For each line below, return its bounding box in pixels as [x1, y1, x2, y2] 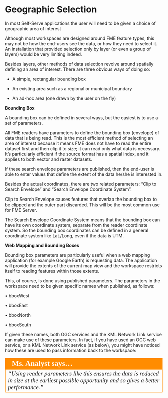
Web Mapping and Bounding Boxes [5, 242, 80, 248]
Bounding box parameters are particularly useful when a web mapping [5, 252, 150, 258]
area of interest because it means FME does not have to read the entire [5, 140, 151, 146]
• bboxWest [5, 292, 30, 299]
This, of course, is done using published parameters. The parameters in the [5, 277, 161, 284]
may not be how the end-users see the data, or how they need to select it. [5, 40, 158, 46]
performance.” [8, 383, 44, 391]
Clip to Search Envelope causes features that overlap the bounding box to [5, 196, 157, 202]
